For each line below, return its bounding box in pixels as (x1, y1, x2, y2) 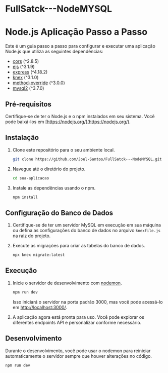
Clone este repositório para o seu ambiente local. (12, 146, 115, 153)
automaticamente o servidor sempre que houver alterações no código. (5, 353, 152, 359)
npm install (12, 195, 38, 200)
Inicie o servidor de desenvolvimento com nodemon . (12, 280, 122, 286)
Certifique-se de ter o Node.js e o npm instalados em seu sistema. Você (5, 113, 155, 119)
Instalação (5, 133, 39, 142)
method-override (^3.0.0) (12, 80, 66, 86)
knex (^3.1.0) (12, 74, 39, 81)
